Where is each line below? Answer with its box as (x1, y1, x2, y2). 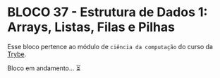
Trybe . (7, 50, 27, 58)
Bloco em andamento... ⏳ (7, 64, 81, 72)
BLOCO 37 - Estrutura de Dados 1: (7, 4, 208, 20)
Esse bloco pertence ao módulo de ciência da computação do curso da (7, 42, 214, 51)
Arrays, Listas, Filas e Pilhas (7, 19, 175, 35)
